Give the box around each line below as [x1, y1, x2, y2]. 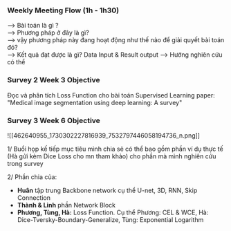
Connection [17, 193, 50, 202]
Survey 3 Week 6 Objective [7, 115, 100, 125]
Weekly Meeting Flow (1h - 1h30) [7, 6, 120, 15]
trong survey [7, 159, 44, 167]
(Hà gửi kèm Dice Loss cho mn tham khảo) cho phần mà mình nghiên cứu [7, 151, 216, 160]
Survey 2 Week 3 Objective [7, 75, 100, 85]
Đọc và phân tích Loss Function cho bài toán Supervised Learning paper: [7, 91, 216, 99]
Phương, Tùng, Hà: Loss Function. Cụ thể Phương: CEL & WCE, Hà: [17, 208, 209, 216]
